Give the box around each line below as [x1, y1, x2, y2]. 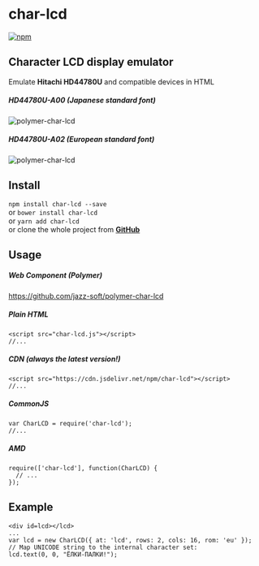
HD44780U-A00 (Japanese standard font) [8, 95, 156, 106]
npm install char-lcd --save [8, 200, 107, 208]
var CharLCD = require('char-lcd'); [8, 419, 132, 427]
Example [8, 500, 54, 514]
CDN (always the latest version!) [8, 354, 121, 364]
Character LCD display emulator [8, 55, 174, 69]
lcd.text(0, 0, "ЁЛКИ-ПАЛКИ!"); [8, 550, 118, 559]
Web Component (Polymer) [8, 270, 103, 280]
